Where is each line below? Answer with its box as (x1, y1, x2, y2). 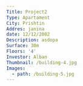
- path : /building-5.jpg (12, 71, 75, 77)
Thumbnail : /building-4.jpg (6, 59, 78, 65)
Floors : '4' (6, 48, 36, 55)
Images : (6, 65, 26, 71)
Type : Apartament (6, 15, 50, 21)
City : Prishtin (6, 20, 45, 26)
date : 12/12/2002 (6, 31, 50, 38)
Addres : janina (6, 25, 45, 32)
